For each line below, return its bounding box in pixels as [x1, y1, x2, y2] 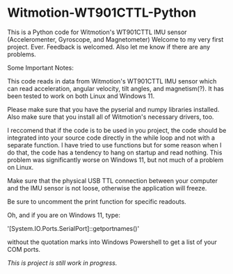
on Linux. [7, 163, 34, 171]
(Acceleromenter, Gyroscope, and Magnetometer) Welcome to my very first [7, 35, 224, 43]
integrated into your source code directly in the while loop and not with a [7, 134, 216, 142]
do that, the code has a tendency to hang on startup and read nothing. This [7, 148, 223, 156]
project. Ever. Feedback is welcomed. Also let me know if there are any [7, 42, 211, 51]
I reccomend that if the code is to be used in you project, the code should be [7, 126, 227, 134]
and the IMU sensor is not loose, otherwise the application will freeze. [7, 184, 207, 192]
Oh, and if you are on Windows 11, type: [7, 211, 120, 219]
